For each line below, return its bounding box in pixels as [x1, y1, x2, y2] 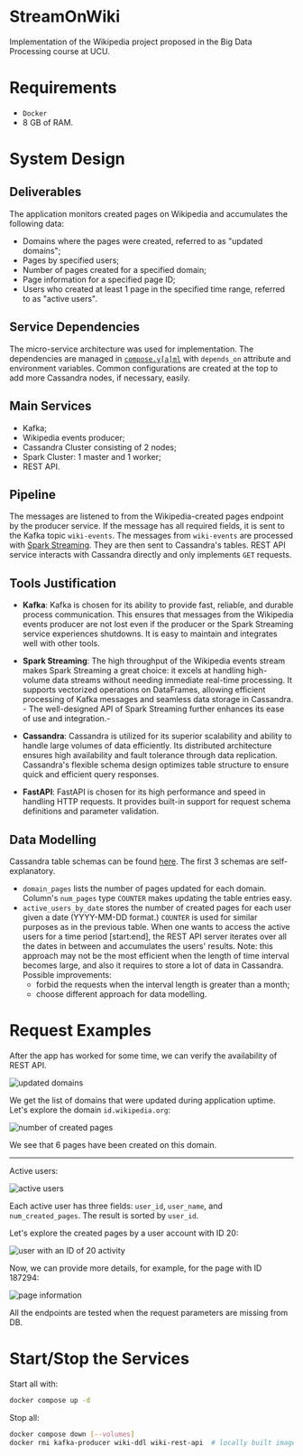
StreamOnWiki [9, 6, 121, 27]
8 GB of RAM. [22, 117, 74, 127]
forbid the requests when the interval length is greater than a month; [35, 979, 290, 990]
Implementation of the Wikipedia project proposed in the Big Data [9, 36, 252, 47]
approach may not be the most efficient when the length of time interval [22, 950, 290, 961]
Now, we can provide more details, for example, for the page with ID [9, 1263, 262, 1273]
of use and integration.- [22, 713, 111, 724]
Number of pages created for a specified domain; [22, 264, 207, 275]
